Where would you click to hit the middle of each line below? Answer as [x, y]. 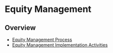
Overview [20, 28]
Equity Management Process [42, 39]
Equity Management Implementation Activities [60, 45]
